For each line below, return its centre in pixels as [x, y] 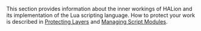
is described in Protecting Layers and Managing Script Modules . [87, 22]
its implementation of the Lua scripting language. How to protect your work [101, 15]
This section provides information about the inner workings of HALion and [99, 9]
